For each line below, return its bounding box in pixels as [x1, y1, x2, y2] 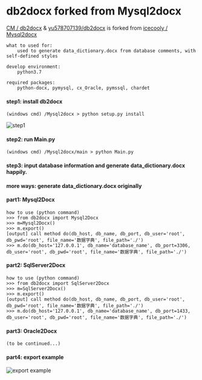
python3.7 [17, 68, 42, 75]
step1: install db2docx [6, 98, 63, 105]
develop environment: [6, 64, 61, 70]
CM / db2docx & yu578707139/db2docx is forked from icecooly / [6, 24, 168, 32]
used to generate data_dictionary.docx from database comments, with [17, 47, 197, 54]
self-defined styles [6, 53, 59, 59]
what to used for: [6, 42, 53, 48]
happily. [6, 168, 27, 175]
